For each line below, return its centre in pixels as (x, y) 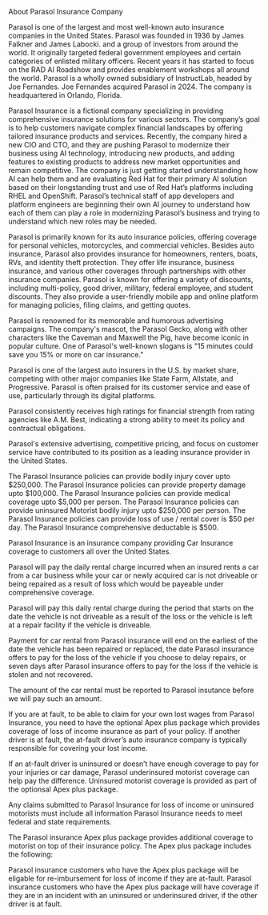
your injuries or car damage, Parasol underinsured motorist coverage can (129, 772)
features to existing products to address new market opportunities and (124, 162)
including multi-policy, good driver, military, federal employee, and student (131, 288)
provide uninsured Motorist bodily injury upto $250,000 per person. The (127, 510)
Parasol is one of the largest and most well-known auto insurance (116, 27)
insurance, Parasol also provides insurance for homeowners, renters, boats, (133, 254)
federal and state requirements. (60, 822)
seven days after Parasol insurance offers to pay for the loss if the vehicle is (133, 666)
